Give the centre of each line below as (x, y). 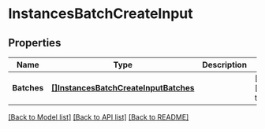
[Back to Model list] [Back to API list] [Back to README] (99, 117)
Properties (35, 43)
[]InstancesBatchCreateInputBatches (123, 88)
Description (224, 65)
